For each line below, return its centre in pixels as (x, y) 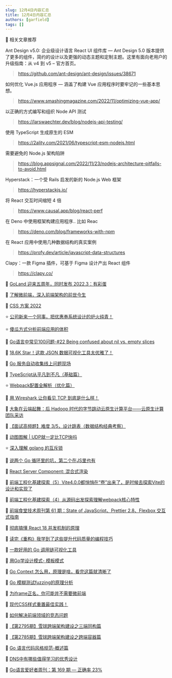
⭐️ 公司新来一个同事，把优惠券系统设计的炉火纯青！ (59, 317)
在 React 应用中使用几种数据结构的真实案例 (51, 242)
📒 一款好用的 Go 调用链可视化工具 (41, 550)
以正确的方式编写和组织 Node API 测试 (46, 111)
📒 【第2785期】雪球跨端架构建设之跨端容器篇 (53, 637)
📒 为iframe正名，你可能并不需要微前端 (46, 593)
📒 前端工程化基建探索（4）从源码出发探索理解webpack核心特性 (73, 500)
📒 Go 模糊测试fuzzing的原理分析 (39, 582)
